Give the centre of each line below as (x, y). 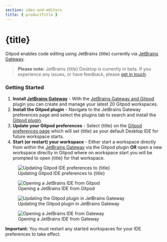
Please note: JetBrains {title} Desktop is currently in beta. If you (84, 69)
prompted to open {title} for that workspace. (59, 158)
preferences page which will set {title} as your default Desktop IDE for (85, 131)
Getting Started (25, 88)
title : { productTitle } (31, 15)
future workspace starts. (38, 136)
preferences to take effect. (33, 234)
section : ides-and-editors (34, 10)
